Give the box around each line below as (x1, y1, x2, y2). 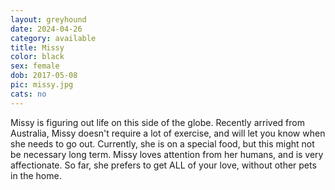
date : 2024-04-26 (10, 24, 83, 34)
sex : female (10, 61, 60, 71)
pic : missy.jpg (10, 80, 74, 90)
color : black (10, 52, 65, 62)
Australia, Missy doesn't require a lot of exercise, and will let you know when (10, 127, 326, 139)
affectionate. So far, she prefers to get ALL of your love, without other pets (10, 159, 317, 171)
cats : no (10, 89, 47, 99)
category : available (10, 33, 97, 43)
